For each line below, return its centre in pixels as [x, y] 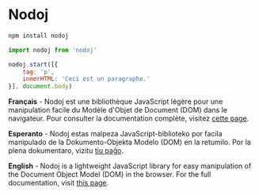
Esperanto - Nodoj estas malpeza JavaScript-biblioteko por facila [116, 134]
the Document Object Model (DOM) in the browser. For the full [110, 174]
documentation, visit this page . [59, 183]
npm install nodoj [38, 36]
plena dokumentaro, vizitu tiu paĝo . [66, 151]
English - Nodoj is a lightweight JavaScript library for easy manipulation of [130, 166]
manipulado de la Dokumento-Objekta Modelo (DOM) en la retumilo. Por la [129, 142]
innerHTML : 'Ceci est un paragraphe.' [86, 79]
